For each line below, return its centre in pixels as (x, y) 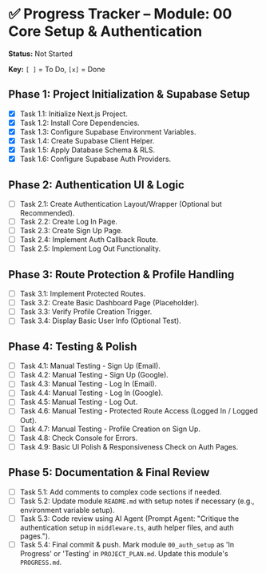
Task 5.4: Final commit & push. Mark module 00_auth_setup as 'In (127, 544)
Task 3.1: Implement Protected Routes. (83, 294)
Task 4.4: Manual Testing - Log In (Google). (91, 393)
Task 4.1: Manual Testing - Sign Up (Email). (90, 366)
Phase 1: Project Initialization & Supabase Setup (129, 94)
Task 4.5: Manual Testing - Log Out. (79, 402)
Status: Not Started (41, 54)
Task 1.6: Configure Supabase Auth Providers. (95, 159)
